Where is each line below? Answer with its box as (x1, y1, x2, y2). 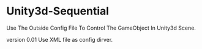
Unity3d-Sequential (6, 4, 109, 18)
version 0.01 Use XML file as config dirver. (6, 36, 113, 43)
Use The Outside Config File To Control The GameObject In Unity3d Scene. (6, 24, 196, 31)
